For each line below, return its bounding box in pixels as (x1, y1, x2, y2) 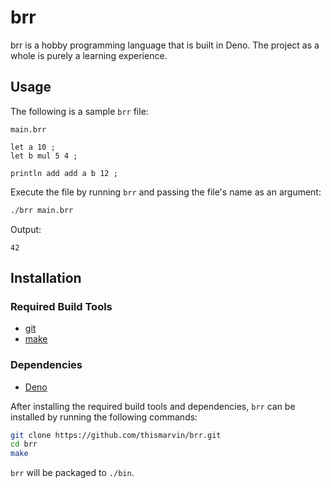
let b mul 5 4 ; (10, 151, 78, 161)
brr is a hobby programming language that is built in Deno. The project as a (10, 39, 320, 51)
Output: (10, 223, 42, 235)
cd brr (10, 439, 38, 450)
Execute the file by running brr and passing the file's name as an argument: (10, 186, 322, 198)
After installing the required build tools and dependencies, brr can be (10, 400, 296, 412)
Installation (10, 270, 82, 287)
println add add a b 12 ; (10, 168, 118, 178)
